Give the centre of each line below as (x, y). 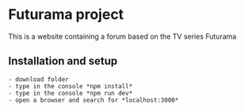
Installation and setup (63, 61)
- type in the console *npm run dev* (71, 93)
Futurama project (66, 15)
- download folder (38, 79)
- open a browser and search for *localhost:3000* (93, 100)
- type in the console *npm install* (71, 86)
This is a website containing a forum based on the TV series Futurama (122, 36)
